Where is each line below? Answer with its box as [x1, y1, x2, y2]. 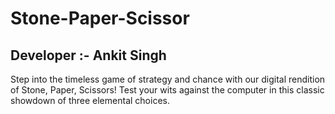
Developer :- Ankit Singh [10, 47, 167, 64]
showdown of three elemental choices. [10, 95, 170, 106]
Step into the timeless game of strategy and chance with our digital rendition [10, 73, 326, 85]
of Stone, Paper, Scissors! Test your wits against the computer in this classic [10, 84, 325, 96]
